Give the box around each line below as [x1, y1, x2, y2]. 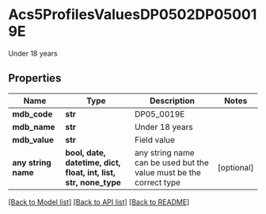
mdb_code [12, 109, 53, 120]
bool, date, [65, 147, 106, 158]
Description [150, 95, 196, 106]
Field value [134, 134, 176, 145]
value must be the [134, 166, 202, 178]
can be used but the [134, 157, 210, 168]
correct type [134, 177, 180, 188]
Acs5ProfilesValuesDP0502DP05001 [8, 6, 257, 24]
